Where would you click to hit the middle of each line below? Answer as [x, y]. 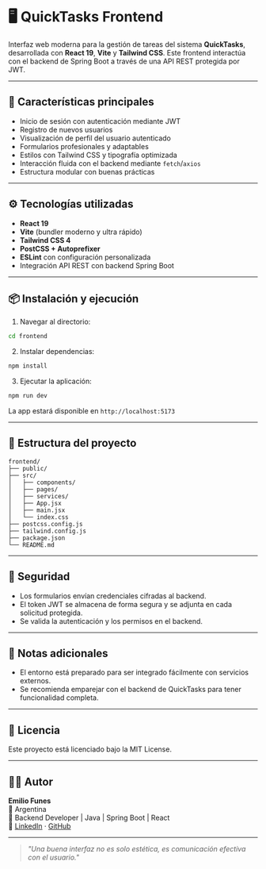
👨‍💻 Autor [31, 781]
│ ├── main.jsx [37, 510]
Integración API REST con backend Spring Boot [97, 265]
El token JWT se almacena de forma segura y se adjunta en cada [125, 604]
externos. [35, 681]
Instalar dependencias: [57, 352]
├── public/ [28, 468]
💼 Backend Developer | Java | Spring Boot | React [89, 818]
